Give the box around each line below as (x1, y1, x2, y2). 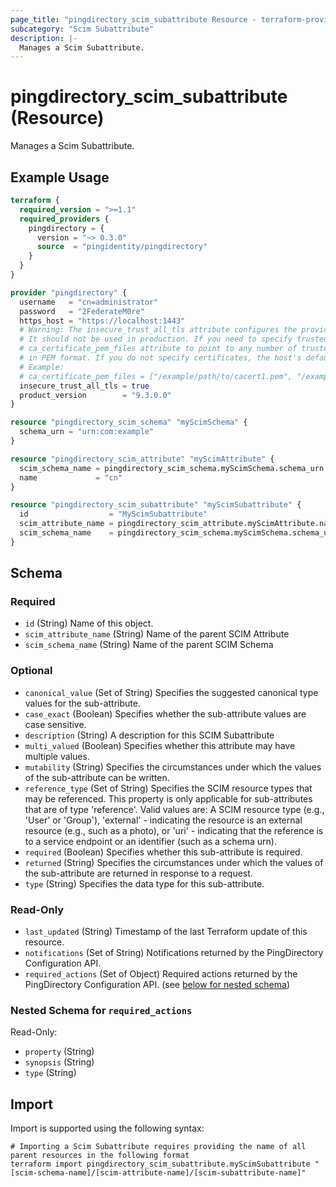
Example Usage (10, 169, 110, 186)
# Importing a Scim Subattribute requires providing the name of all (10, 1142, 307, 1152)
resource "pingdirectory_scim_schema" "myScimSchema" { (10, 417, 248, 428)
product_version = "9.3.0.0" (19, 390, 172, 400)
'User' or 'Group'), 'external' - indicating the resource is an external (24, 814, 303, 826)
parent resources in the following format (10, 1151, 190, 1161)
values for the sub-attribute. (24, 697, 141, 709)
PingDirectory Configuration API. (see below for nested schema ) (24, 979, 290, 991)
